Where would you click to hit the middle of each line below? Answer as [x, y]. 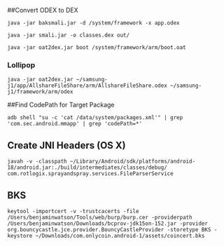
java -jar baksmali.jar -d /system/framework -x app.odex [93, 23]
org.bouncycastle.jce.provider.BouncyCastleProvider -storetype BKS [109, 230]
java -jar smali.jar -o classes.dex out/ [69, 35]
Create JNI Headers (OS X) [66, 145]
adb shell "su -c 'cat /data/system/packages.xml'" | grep [95, 118]
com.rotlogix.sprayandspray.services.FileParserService [90, 174]
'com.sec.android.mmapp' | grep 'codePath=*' [75, 124]
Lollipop [21, 64]
